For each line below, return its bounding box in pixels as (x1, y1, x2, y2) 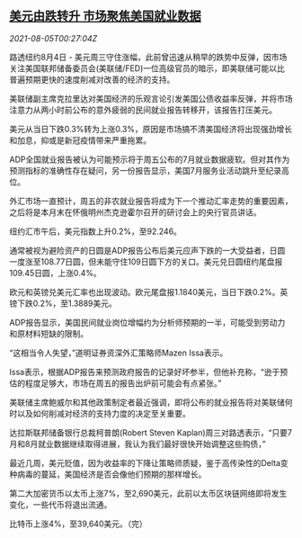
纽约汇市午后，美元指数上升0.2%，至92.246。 (9, 226, 182, 237)
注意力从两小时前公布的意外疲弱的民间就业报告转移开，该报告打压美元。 (9, 104, 277, 115)
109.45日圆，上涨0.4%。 (9, 267, 102, 278)
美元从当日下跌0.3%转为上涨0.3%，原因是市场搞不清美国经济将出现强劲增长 (9, 123, 293, 134)
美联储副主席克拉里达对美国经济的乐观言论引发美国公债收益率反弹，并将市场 (9, 93, 293, 103)
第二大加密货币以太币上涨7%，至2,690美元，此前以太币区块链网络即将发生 (9, 488, 288, 498)
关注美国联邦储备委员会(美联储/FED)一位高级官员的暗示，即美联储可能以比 (9, 62, 286, 74)
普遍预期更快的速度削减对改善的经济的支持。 (9, 74, 175, 85)
